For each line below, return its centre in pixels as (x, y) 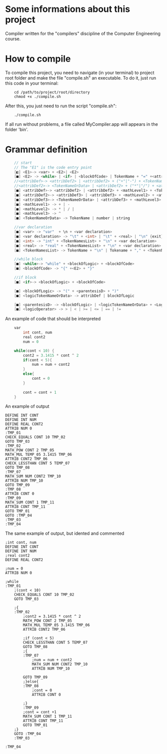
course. (13, 39)
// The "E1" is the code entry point (53, 168)
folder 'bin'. (17, 129)
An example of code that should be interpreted (53, 319)
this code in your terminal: (32, 83)
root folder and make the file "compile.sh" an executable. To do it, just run (81, 78)
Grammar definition (46, 150)
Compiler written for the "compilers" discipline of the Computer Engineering (83, 33)
